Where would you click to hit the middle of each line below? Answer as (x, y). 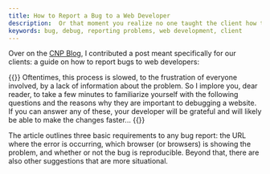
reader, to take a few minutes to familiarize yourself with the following (123, 95)
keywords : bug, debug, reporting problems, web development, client (125, 30)
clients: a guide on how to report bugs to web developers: (104, 62)
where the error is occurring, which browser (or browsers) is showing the (130, 144)
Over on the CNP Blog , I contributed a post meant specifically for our (123, 54)
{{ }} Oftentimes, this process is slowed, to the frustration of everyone (123, 78)
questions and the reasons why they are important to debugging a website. (133, 103)
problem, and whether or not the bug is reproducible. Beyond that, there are (134, 152)
